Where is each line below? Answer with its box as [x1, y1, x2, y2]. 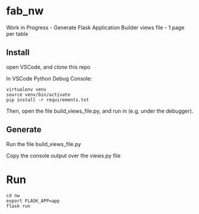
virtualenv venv [6, 86, 46, 92]
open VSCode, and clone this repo [6, 63, 91, 70]
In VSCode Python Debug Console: [6, 75, 92, 82]
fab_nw [6, 4, 44, 18]
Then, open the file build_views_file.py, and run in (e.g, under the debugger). [6, 107, 194, 114]
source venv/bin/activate [6, 91, 70, 98]
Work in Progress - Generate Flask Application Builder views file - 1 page [6, 24, 185, 31]
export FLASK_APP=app [6, 198, 60, 204]
